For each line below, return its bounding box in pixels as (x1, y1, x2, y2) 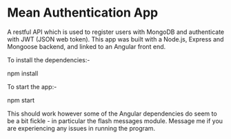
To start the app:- (7, 82, 57, 91)
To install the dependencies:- (7, 55, 90, 64)
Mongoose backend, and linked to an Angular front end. (7, 42, 166, 50)
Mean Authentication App (7, 5, 159, 21)
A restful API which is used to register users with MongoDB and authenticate (7, 28, 225, 36)
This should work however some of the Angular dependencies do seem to (7, 109, 217, 118)
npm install (7, 69, 39, 77)
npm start (7, 95, 35, 104)
